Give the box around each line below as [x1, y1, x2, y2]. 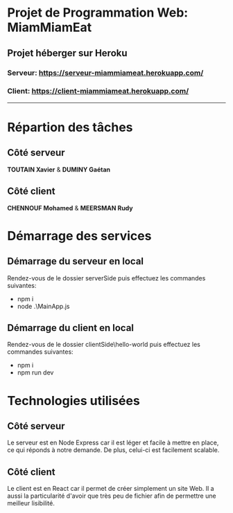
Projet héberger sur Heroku [7, 47, 128, 59]
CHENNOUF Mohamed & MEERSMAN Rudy [7, 204, 133, 212]
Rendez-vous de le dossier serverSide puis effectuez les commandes [7, 273, 206, 282]
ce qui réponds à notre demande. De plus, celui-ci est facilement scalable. [7, 446, 220, 454]
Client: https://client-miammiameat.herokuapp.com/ [7, 87, 189, 96]
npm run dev [17, 368, 54, 377]
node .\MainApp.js [17, 302, 70, 310]
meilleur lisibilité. [7, 499, 55, 507]
